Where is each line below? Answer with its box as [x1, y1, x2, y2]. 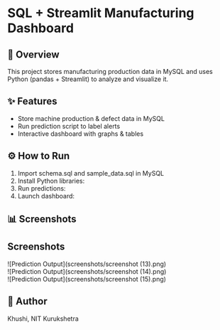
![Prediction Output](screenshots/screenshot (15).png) [7, 275, 167, 283]
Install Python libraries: [17, 176, 85, 185]
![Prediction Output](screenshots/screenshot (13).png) [7, 260, 167, 268]
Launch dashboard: [17, 191, 75, 200]
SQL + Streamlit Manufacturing [7, 5, 194, 21]
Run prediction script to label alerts [17, 122, 121, 130]
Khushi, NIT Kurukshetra [7, 314, 79, 323]
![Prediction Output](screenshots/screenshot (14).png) [7, 267, 167, 275]
